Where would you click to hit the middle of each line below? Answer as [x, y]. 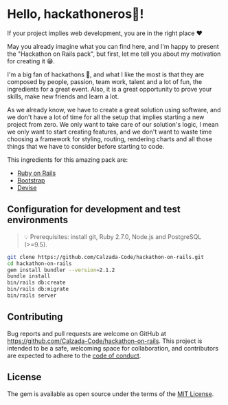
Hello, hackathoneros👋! [76, 14]
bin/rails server [32, 295]
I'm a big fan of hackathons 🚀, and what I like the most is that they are [106, 74]
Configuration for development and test [94, 209]
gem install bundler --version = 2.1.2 [61, 270]
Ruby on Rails [36, 173]
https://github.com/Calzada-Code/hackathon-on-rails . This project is [105, 341]
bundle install [29, 276]
